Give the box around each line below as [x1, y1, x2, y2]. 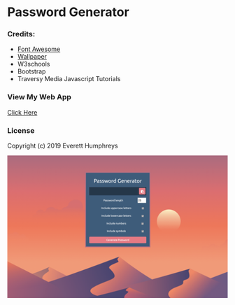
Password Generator [7, 4, 129, 20]
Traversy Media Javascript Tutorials [17, 75, 121, 83]
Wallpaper [17, 52, 48, 61]
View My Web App [7, 92, 72, 102]
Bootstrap [17, 67, 46, 76]
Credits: [7, 29, 36, 39]
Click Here [7, 108, 38, 116]
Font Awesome [17, 45, 61, 53]
